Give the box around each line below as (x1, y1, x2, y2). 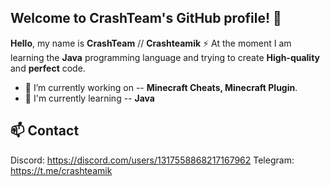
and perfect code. (10, 62, 86, 74)
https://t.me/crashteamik (10, 164, 113, 176)
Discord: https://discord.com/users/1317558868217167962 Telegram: (10, 154, 295, 166)
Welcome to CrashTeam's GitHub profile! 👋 (10, 10, 282, 27)
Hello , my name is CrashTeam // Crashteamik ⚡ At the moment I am (10, 37, 292, 49)
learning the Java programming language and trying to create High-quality (10, 51, 321, 63)
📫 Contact (10, 122, 80, 140)
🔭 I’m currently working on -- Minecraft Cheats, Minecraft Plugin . (24, 81, 298, 93)
